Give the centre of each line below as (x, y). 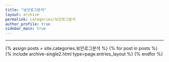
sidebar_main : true (26, 29)
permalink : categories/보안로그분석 (40, 19)
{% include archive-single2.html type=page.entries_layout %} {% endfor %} (84, 54)
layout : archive (22, 15)
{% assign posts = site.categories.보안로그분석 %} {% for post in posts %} (81, 48)
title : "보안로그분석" (26, 10)
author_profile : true (28, 24)
